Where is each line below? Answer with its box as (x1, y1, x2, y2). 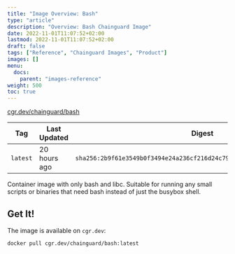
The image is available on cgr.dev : (7, 226, 106, 234)
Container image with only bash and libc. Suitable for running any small (7, 180, 213, 189)
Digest (191, 129, 214, 139)
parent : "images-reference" (20, 75, 101, 83)
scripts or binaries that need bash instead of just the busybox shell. (7, 188, 201, 196)
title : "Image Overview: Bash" (7, 10, 99, 17)
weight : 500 (7, 82, 42, 89)
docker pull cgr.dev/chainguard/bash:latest (7, 239, 139, 247)
